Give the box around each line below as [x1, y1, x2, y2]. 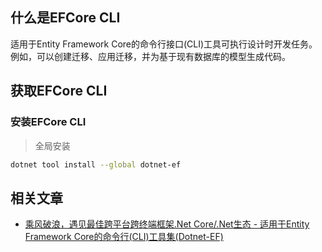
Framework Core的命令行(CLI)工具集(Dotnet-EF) [24, 231, 224, 243]
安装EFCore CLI [10, 115, 87, 129]
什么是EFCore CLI [10, 9, 121, 27]
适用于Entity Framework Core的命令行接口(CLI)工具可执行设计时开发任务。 [10, 38, 318, 50]
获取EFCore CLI [10, 83, 108, 100]
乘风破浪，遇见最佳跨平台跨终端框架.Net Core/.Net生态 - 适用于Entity [24, 218, 310, 230]
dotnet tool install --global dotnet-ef [10, 159, 182, 170]
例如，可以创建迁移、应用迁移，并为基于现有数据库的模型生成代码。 [10, 50, 291, 62]
